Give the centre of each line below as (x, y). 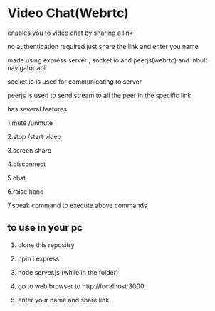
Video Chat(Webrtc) (68, 13)
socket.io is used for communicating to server (75, 81)
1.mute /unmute (30, 123)
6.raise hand (26, 191)
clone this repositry (46, 245)
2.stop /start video (35, 136)
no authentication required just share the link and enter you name (103, 46)
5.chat (17, 178)
